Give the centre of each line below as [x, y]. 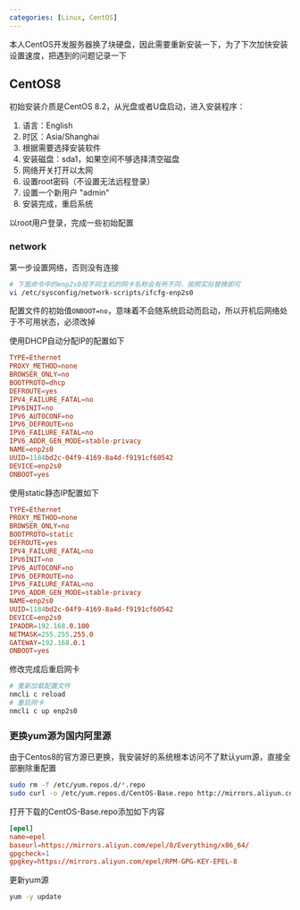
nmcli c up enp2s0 [43, 711]
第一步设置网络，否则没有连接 [64, 267]
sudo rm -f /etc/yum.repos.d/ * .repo [77, 785]
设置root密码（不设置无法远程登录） [88, 182]
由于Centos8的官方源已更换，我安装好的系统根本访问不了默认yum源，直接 [146, 757]
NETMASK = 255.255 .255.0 [51, 634]
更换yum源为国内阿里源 [60, 736]
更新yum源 [29, 880]
